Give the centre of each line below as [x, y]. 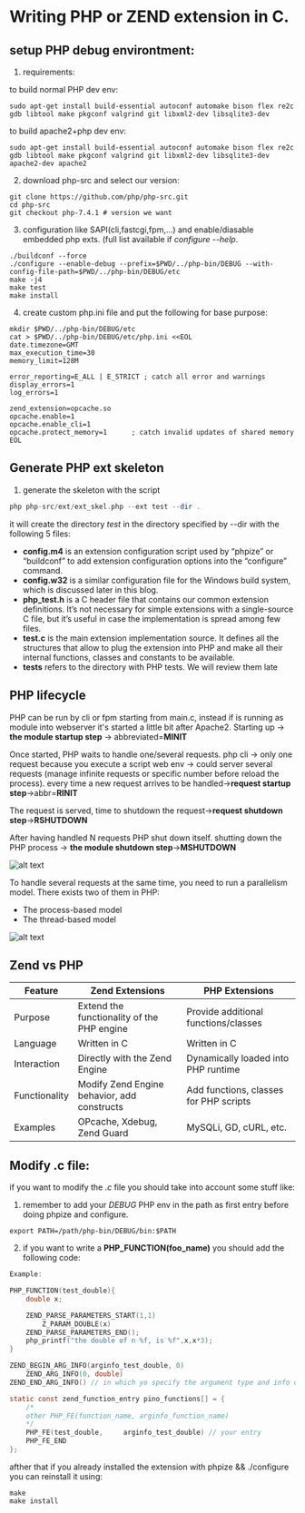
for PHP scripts [218, 1102]
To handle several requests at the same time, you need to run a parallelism [148, 882]
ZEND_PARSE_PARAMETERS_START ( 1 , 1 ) [91, 1315]
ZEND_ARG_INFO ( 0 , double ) [75, 1374]
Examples [35, 1127]
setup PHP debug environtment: [102, 50]
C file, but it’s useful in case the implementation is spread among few [152, 618]
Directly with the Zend [125, 1058]
